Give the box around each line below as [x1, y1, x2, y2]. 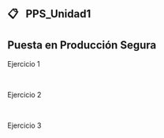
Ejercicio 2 [7, 90, 42, 100]
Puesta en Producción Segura [7, 38, 157, 52]
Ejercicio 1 [7, 59, 40, 69]
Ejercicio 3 [7, 121, 42, 130]
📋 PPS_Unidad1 [7, 7, 91, 21]
